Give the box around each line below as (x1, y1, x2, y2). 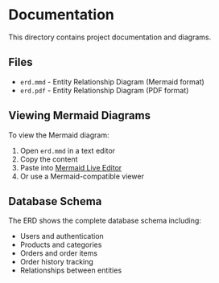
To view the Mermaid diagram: (8, 130, 109, 140)
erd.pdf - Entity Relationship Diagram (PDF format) (19, 85, 189, 95)
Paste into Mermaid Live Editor (19, 162, 122, 172)
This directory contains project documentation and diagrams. (8, 32, 212, 42)
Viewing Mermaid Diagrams (8, 109, 151, 122)
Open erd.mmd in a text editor (19, 146, 115, 155)
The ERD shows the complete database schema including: (8, 215, 201, 226)
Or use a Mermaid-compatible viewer (19, 171, 145, 181)
